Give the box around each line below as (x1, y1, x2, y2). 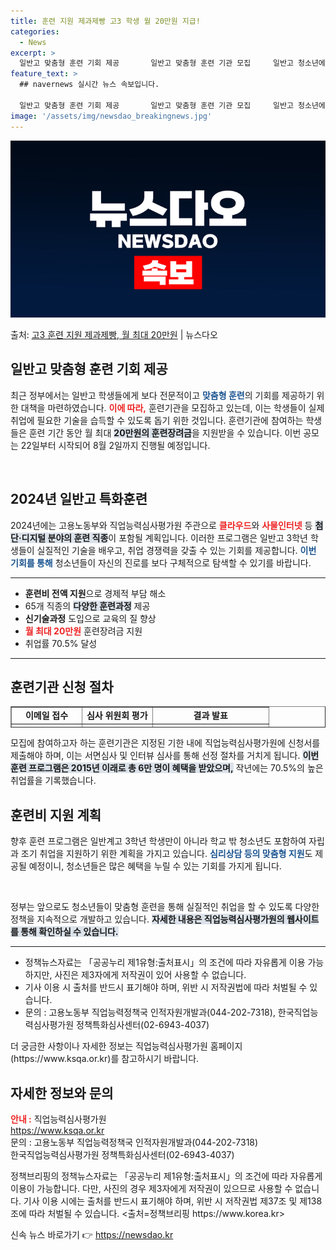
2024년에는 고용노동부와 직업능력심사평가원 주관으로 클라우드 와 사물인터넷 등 (10, 519, 313, 531)
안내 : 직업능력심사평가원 (10, 1113, 107, 1125)
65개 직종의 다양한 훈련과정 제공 (24, 600, 151, 612)
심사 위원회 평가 (86, 710, 148, 722)
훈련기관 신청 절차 (10, 679, 114, 696)
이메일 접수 (24, 710, 69, 722)
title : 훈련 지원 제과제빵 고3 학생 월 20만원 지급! (10, 16, 201, 26)
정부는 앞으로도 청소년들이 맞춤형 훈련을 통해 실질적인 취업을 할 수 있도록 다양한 (10, 901, 320, 913)
